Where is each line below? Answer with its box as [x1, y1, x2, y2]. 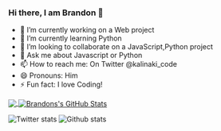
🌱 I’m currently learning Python [19, 33, 122, 43]
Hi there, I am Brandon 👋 [8, 7, 104, 18]
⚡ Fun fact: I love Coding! [19, 79, 103, 90]
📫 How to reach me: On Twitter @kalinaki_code [19, 60, 178, 69]
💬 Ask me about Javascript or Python [19, 51, 143, 60]
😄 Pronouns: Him [19, 71, 78, 80]
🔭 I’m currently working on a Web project [19, 25, 155, 35]
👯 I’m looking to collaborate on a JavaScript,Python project [19, 42, 214, 52]
